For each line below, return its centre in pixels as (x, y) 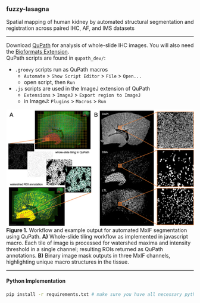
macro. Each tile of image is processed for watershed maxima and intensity (99, 243)
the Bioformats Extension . (38, 52)
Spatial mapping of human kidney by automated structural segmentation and (100, 22)
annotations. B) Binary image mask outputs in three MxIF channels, (88, 255)
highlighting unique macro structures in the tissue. (68, 262)
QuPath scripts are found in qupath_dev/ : (56, 58)
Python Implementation (36, 281)
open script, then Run (49, 82)
